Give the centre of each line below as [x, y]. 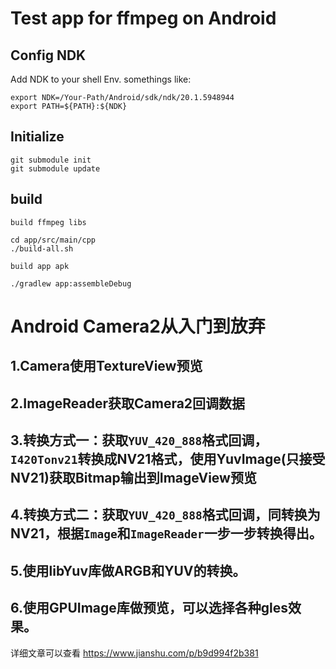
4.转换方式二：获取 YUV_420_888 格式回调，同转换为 [165, 515]
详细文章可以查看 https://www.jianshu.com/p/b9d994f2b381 [134, 653]
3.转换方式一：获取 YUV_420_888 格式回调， [139, 440]
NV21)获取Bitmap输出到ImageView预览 [133, 477]
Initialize [37, 137]
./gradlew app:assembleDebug [71, 283]
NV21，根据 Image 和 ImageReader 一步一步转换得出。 [166, 533]
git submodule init [51, 160]
